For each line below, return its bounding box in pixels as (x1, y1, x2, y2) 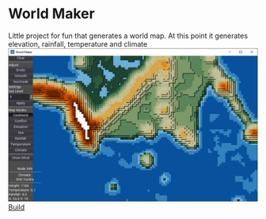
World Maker (8, 5, 95, 23)
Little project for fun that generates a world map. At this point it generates (8, 31, 248, 40)
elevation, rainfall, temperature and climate (8, 39, 148, 48)
